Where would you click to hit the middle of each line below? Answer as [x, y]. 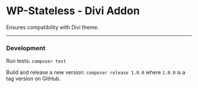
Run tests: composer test [36, 61]
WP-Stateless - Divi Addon [73, 11]
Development [26, 48]
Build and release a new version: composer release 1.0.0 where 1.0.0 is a [96, 73]
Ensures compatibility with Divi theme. [52, 27]
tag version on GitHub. [33, 79]
